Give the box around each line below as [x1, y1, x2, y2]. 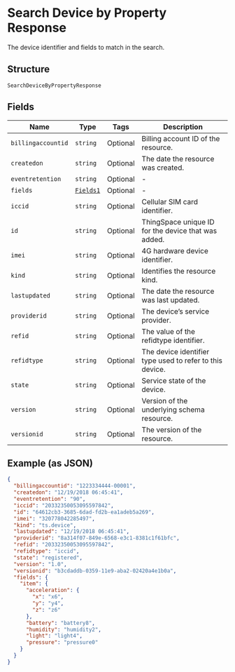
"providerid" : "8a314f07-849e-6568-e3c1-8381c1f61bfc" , [13, 535, 180, 542]
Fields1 [74, 186, 101, 194]
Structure [7, 63, 50, 75]
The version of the [141, 424, 202, 434]
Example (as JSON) [7, 457, 93, 469]
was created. [141, 163, 184, 173]
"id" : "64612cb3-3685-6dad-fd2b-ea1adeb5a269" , [13, 509, 155, 516]
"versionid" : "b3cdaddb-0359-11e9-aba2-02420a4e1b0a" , [13, 567, 177, 574]
